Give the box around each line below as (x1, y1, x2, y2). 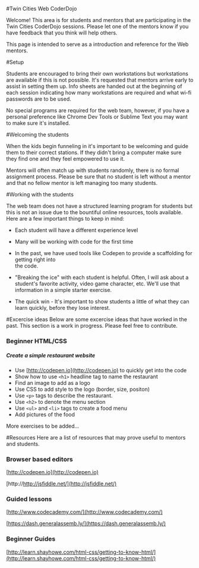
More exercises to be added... (6, 422, 80, 429)
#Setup (6, 59, 24, 65)
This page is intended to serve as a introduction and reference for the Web (6, 41, 189, 48)
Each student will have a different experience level (14, 227, 138, 234)
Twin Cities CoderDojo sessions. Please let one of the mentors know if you (6, 23, 189, 30)
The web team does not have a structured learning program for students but (6, 202, 193, 209)
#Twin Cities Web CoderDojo (6, 5, 77, 12)
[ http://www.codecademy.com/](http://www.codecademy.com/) (6, 509, 163, 516)
